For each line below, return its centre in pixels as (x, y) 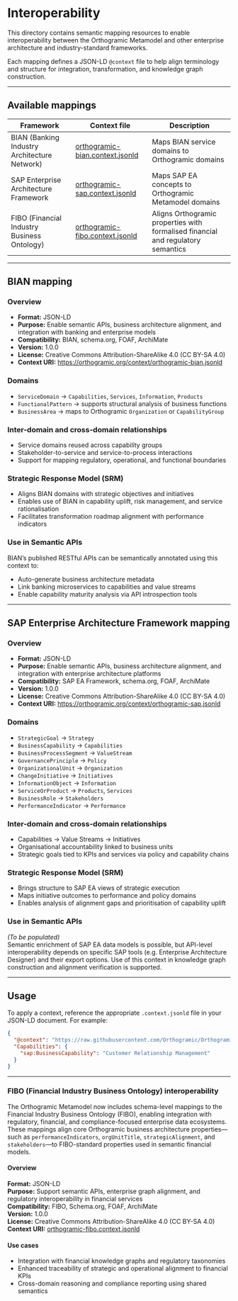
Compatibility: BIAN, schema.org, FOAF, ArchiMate (93, 340)
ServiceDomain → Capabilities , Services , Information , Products (110, 396)
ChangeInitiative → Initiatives (65, 775)
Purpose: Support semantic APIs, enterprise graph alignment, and (104, 1191)
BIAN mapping (40, 282)
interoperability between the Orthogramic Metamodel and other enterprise (116, 40)
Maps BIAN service (184, 142)
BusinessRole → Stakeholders (61, 798)
